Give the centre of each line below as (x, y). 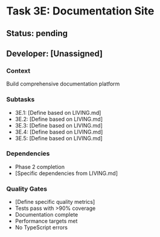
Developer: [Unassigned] (55, 53)
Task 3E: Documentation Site (80, 11)
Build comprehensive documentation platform (63, 84)
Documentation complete (46, 215)
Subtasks (21, 99)
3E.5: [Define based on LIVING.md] (59, 138)
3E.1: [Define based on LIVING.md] (58, 112)
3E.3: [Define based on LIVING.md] (59, 125)
